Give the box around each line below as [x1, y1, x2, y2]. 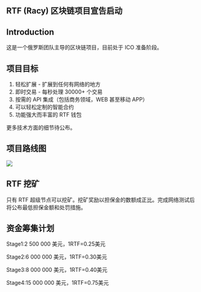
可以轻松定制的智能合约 [15, 103, 74, 111]
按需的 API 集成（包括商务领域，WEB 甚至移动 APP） [15, 96, 148, 103]
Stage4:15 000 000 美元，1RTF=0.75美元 [6, 279, 109, 287]
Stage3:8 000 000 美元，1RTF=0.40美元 [6, 266, 108, 274]
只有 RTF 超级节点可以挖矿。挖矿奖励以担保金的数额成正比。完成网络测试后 [6, 196, 196, 203]
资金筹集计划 [6, 223, 55, 234]
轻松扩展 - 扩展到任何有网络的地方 [15, 81, 101, 88]
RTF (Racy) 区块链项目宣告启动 [6, 5, 123, 16]
